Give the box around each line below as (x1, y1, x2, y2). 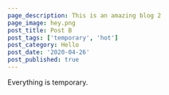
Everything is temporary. (7, 77, 88, 87)
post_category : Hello (7, 41, 80, 49)
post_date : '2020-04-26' (7, 48, 90, 56)
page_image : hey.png (7, 19, 77, 27)
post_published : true (7, 56, 80, 64)
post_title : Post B (7, 26, 73, 34)
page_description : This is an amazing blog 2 (7, 11, 161, 20)
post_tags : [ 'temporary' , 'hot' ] (7, 33, 119, 42)
